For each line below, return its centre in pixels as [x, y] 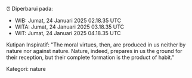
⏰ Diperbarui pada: [30, 9]
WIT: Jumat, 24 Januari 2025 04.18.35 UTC [68, 33]
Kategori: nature [26, 69]
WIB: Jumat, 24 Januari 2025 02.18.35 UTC [68, 21]
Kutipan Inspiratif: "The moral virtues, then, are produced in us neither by [96, 45]
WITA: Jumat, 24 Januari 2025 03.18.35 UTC [69, 27]
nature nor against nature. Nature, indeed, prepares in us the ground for [95, 51]
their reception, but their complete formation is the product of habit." [90, 57]
